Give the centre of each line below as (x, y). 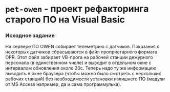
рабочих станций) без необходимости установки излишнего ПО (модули (85, 79)
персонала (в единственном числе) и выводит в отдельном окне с (79, 63)
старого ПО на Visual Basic (65, 20)
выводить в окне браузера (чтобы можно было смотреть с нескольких (83, 74)
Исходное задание (30, 36)
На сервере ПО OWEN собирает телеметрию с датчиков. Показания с (82, 47)
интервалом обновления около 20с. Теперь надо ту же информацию (81, 68)
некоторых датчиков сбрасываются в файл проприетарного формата (81, 52)
